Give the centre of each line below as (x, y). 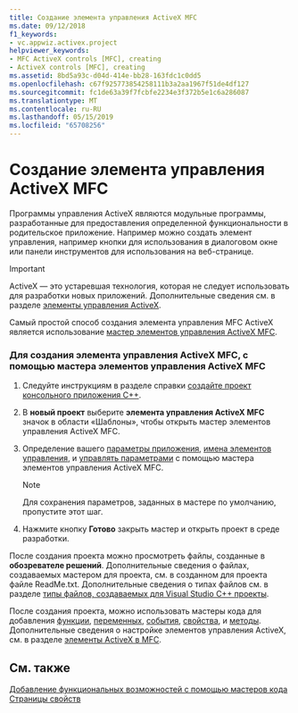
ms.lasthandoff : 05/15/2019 (62, 117)
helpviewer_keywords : (50, 51)
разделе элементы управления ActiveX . (86, 305)
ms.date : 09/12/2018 (48, 26)
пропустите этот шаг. (62, 512)
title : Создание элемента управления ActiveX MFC (103, 17)
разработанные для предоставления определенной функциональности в (149, 222)
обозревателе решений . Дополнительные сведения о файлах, (129, 566)
